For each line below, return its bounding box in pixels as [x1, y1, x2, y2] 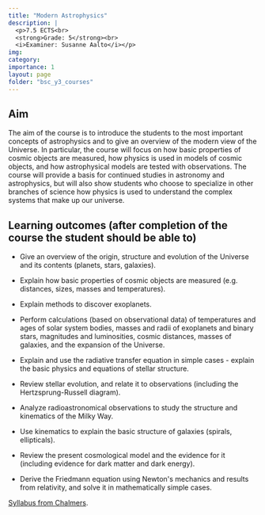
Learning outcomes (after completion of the [8, 219, 228, 232]
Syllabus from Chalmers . [8, 498, 89, 508]
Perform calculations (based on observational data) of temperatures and [19, 315, 256, 325]
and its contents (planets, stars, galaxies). [19, 261, 157, 270]
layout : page [8, 71, 51, 78]
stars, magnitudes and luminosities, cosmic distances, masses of [19, 332, 232, 341]
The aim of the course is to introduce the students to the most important [8, 128, 244, 138]
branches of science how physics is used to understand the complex [8, 187, 233, 196]
